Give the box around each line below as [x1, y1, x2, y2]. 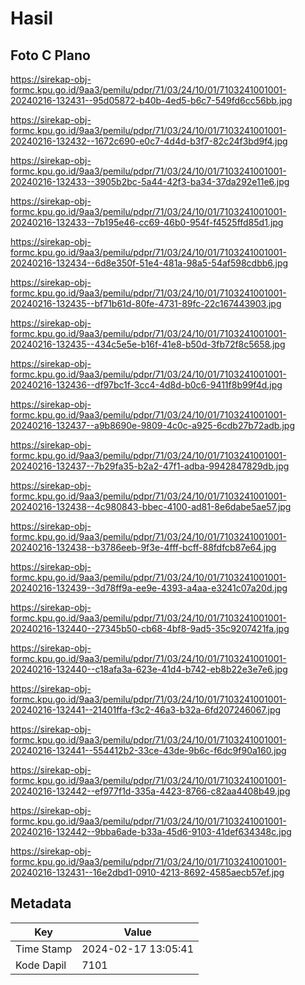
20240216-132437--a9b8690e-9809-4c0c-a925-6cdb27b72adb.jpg [10, 420, 295, 431]
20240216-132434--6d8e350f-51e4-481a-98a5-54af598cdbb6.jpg [10, 257, 289, 269]
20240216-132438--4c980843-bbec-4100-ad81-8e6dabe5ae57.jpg [10, 501, 292, 512]
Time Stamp [15, 942, 73, 956]
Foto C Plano [10, 47, 91, 64]
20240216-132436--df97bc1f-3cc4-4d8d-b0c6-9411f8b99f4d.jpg [10, 379, 283, 391]
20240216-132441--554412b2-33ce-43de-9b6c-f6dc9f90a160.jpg [10, 745, 287, 756]
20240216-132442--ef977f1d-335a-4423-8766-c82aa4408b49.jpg [10, 785, 291, 797]
